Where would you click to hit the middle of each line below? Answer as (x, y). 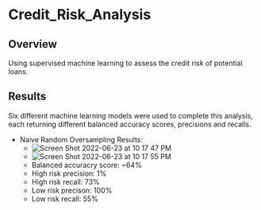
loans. (18, 72)
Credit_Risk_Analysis (80, 15)
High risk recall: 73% (66, 181)
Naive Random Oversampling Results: (81, 139)
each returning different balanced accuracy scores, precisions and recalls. (130, 124)
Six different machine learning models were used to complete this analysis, (131, 115)
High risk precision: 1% (69, 173)
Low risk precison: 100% (72, 190)
